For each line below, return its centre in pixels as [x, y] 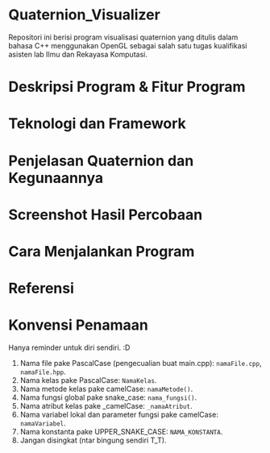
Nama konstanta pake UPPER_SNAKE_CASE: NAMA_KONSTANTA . [121, 432]
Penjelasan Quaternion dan [101, 161]
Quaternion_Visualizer [85, 15]
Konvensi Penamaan [79, 325]
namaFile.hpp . [43, 372]
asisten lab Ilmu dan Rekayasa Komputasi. [78, 54]
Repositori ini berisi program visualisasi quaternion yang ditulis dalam [123, 37]
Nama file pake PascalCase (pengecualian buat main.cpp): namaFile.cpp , [141, 363]
